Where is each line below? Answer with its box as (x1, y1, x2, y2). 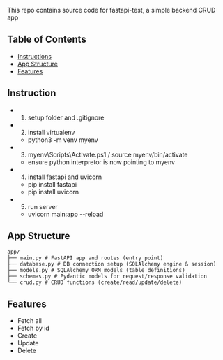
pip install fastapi (27, 180, 77, 188)
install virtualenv (27, 128, 75, 136)
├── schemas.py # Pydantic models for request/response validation (7, 273, 208, 280)
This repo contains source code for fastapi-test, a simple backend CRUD (7, 6, 216, 14)
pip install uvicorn (27, 187, 79, 196)
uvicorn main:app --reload (27, 210, 104, 218)
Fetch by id (17, 324, 50, 333)
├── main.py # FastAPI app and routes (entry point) (7, 254, 164, 261)
